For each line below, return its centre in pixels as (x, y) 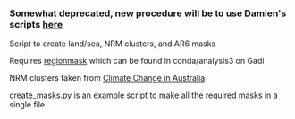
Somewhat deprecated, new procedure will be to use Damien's (148, 13)
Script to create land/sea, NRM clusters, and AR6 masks (113, 44)
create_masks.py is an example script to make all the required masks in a (144, 95)
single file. (28, 105)
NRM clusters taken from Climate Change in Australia (107, 78)
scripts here (36, 24)
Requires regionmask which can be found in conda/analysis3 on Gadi (137, 61)
